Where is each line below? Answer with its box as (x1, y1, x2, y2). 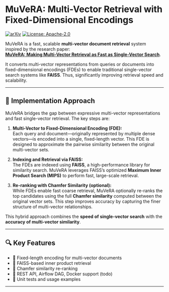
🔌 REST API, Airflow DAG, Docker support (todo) (12, 271, 113, 277)
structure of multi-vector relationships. (12, 203, 93, 210)
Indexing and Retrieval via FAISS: (12, 156, 83, 162)
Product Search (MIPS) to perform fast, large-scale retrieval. (12, 172, 139, 179)
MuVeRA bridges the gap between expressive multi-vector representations (5, 110, 160, 116)
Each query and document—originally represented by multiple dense (12, 130, 155, 137)
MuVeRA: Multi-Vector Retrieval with (5, 4, 162, 15)
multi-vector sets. (12, 146, 49, 152)
